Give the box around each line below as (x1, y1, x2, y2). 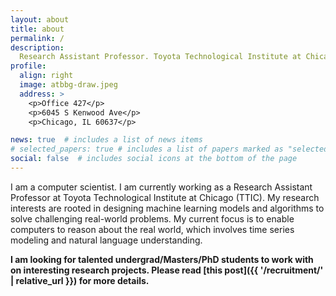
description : (10, 42, 65, 53)
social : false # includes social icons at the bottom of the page (10, 154, 298, 164)
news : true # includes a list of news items (10, 135, 203, 145)
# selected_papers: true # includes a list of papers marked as (10, 144, 284, 155)
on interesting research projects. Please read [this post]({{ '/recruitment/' (10, 264, 324, 276)
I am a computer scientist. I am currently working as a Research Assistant (10, 181, 313, 193)
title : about (10, 24, 65, 34)
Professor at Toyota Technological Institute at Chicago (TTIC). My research (10, 191, 320, 203)
